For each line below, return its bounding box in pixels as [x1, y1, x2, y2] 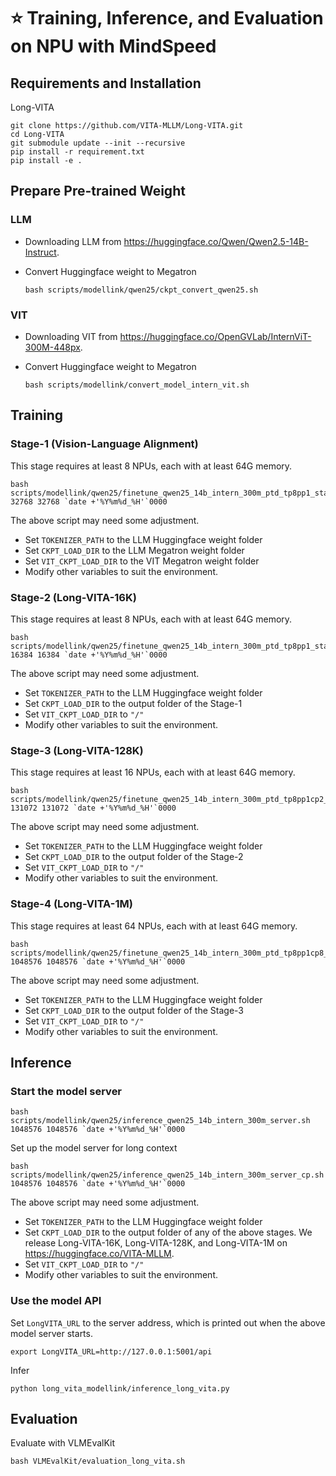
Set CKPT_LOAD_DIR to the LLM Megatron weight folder [24, 544, 245, 556]
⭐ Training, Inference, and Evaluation [10, 7, 324, 30]
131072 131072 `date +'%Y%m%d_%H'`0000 [10, 803, 177, 814]
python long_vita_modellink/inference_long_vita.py [10, 1383, 230, 1394]
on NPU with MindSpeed [10, 35, 217, 58]
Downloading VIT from [24, 330, 118, 342]
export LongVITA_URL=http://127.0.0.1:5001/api [10, 1346, 213, 1357]
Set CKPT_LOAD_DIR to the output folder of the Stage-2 [24, 851, 244, 863]
